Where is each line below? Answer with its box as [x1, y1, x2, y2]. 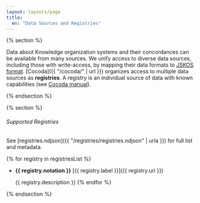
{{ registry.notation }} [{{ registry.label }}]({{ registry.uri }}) [15, 167, 164, 174]
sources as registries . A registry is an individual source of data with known [6, 74, 193, 82]
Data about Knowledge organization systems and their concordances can [6, 48, 189, 56]
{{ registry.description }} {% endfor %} [15, 178, 112, 185]
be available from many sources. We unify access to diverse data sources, [6, 55, 192, 62]
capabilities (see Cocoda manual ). [6, 81, 91, 88]
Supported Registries [6, 118, 59, 125]
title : [6, 15, 23, 21]
